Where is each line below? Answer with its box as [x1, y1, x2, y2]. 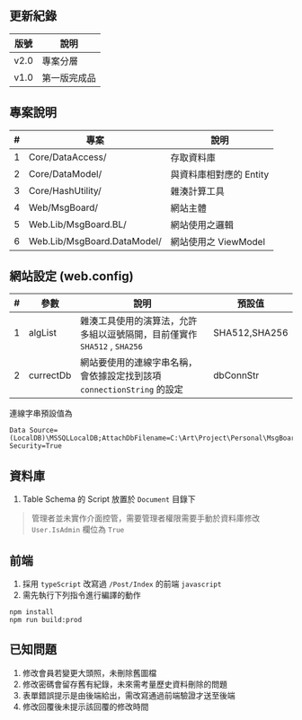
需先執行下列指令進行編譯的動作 [22, 590, 141, 601]
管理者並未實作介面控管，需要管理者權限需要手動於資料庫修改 [31, 513, 261, 523]
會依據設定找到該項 [80, 370, 162, 382]
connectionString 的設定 [80, 383, 184, 396]
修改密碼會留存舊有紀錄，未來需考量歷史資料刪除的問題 [22, 679, 227, 689]
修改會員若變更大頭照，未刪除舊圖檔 [22, 667, 157, 678]
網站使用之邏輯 [170, 218, 234, 231]
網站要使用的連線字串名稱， [80, 356, 198, 369]
